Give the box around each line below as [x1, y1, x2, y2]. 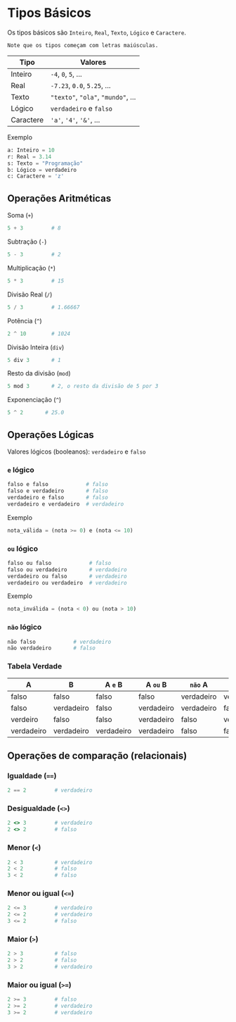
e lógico [7, 465, 35, 475]
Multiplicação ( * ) [7, 263, 56, 272]
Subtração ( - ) [7, 237, 47, 246]
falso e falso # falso [7, 481, 109, 488]
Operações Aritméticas [7, 192, 112, 204]
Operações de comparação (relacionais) [7, 750, 188, 762]
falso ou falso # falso [7, 559, 112, 566]
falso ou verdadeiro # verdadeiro [7, 566, 128, 573]
